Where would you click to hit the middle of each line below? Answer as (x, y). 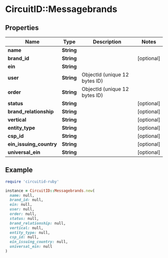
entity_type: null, (30, 232)
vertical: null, (26, 228)
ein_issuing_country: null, (39, 242)
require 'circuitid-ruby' (32, 181)
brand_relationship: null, (38, 223)
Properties (22, 28)
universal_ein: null (31, 246)
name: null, (22, 195)
